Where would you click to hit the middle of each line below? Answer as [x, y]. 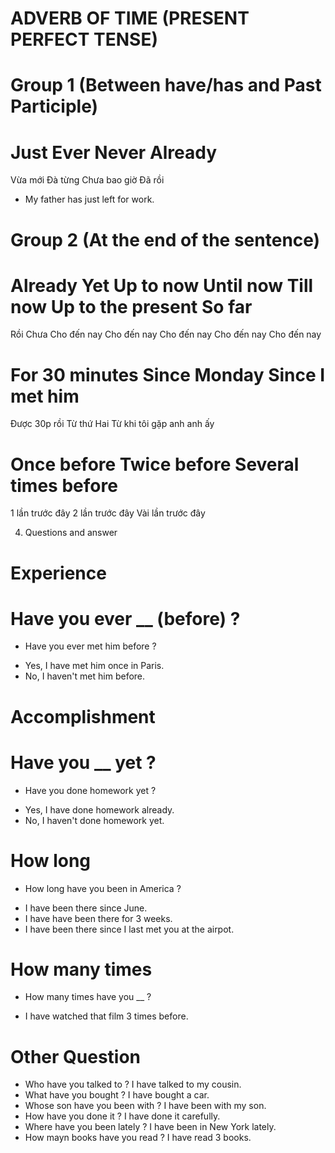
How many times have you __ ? [88, 997]
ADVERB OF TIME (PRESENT [130, 18]
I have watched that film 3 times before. [106, 1016]
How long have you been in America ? [103, 888]
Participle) [54, 106]
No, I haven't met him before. [85, 676]
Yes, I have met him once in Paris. [94, 666]
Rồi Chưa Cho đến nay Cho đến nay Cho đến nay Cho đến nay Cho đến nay [166, 334]
